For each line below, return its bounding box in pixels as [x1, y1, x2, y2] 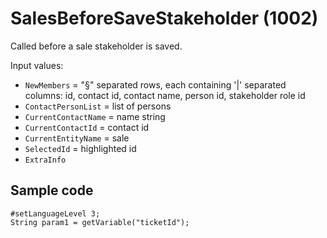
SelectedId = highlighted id [24, 142, 137, 154]
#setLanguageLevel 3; [10, 208, 101, 219]
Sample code [10, 182, 94, 199]
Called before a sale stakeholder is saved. [10, 40, 183, 52]
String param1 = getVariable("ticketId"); [10, 217, 190, 227]
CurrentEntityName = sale [24, 132, 130, 144]
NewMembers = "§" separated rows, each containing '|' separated [24, 78, 287, 91]
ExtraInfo [24, 155, 67, 165]
